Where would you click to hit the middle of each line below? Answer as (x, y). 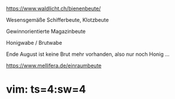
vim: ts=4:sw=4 (46, 89)
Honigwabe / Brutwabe (34, 43)
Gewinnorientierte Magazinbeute (46, 31)
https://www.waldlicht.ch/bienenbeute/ (54, 9)
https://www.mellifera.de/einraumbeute (54, 65)
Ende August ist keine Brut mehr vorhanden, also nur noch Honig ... (88, 54)
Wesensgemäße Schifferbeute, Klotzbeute (57, 20)
